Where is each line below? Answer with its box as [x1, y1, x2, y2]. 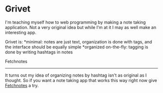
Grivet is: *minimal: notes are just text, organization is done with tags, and [5, 39, 152, 44]
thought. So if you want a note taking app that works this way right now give [5, 77, 157, 83]
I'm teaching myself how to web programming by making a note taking [5, 19, 146, 25]
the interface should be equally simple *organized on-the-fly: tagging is [5, 44, 148, 50]
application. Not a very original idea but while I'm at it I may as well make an [5, 24, 157, 30]
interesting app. [5, 29, 36, 35]
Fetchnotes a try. [5, 82, 39, 88]
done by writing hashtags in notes [5, 49, 73, 55]
